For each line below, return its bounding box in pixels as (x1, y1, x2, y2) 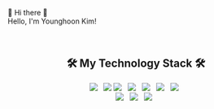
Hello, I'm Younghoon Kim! (7, 16, 97, 26)
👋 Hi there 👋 (7, 8, 48, 17)
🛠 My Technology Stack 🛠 (66, 57, 206, 71)
